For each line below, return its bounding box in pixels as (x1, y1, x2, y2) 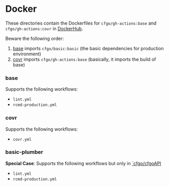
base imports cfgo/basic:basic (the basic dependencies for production (12, 45, 164, 51)
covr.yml (12, 137, 32, 142)
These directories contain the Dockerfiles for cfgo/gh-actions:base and (5, 20, 157, 26)
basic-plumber (5, 149, 44, 156)
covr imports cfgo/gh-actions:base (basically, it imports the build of (12, 56, 157, 62)
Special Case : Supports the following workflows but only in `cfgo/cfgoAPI (5, 160, 162, 167)
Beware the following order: (5, 35, 64, 41)
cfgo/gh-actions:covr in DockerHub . (5, 25, 83, 31)
